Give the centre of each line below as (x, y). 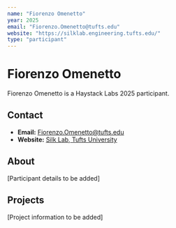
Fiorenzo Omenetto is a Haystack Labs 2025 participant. (88, 93)
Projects (26, 200)
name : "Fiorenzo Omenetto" (46, 14)
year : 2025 (23, 20)
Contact (25, 115)
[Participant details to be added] (53, 178)
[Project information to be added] (55, 217)
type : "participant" (37, 40)
